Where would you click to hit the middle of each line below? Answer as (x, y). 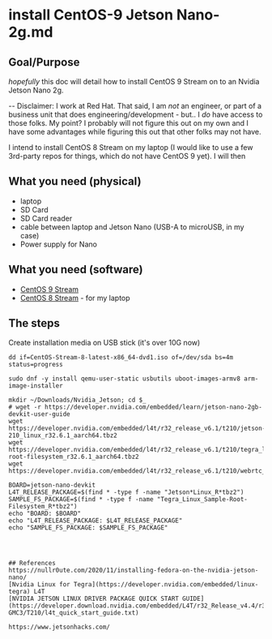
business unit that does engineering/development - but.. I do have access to (136, 114)
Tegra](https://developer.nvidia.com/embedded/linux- (166, 585)
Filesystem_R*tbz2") (43, 507)
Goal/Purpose (44, 62)
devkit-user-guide (39, 414)
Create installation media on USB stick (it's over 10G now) (104, 343)
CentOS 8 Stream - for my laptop (75, 298)
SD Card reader (46, 218)
